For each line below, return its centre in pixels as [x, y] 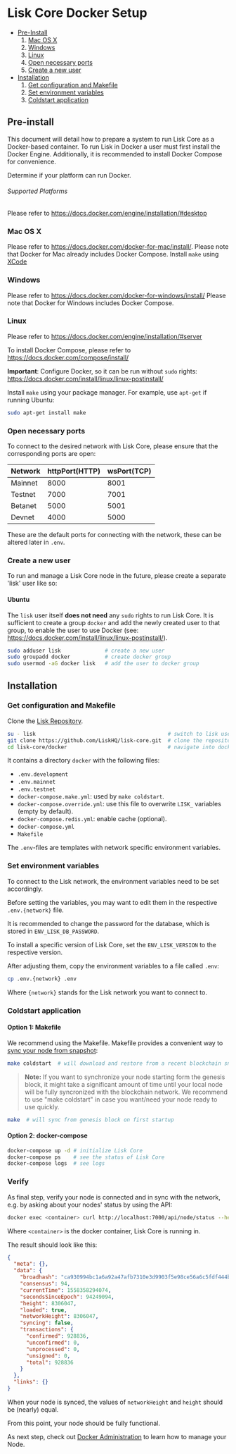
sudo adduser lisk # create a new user [86, 651]
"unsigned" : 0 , [48, 1356]
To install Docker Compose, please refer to [69, 350]
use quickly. [42, 1107]
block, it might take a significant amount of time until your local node [124, 1084]
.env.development [43, 775]
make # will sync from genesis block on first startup [91, 1120]
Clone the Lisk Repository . [45, 721]
